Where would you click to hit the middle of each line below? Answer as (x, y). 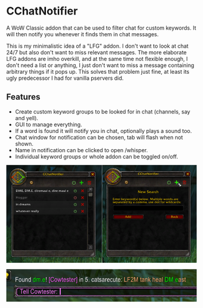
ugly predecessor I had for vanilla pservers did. (65, 78)
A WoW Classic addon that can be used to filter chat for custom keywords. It (101, 28)
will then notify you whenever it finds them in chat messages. (82, 34)
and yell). (27, 118)
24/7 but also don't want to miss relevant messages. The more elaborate (97, 52)
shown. (24, 144)
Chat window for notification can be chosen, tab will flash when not (99, 137)
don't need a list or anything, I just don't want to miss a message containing (100, 65)
